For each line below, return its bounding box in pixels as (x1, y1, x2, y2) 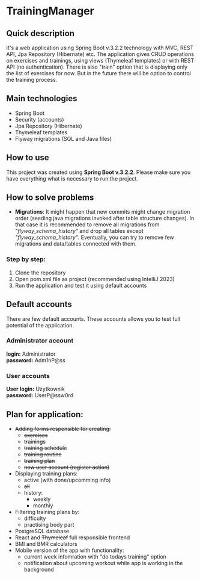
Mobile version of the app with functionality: (14, 546, 124, 554)
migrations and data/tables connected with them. (14, 240, 137, 247)
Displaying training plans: (14, 469, 78, 477)
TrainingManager (6, 4, 94, 18)
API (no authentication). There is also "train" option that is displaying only (6, 63, 188, 70)
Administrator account (6, 336, 74, 345)
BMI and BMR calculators (14, 540, 78, 547)
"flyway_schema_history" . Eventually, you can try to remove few (14, 234, 174, 241)
